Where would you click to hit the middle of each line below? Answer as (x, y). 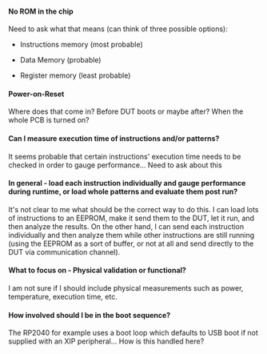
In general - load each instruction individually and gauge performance (127, 183)
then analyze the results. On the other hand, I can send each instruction (126, 226)
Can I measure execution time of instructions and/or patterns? (114, 139)
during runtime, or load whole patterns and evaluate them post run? (123, 191)
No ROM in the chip (41, 11)
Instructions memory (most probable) (82, 45)
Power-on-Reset (36, 94)
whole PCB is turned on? (49, 120)
